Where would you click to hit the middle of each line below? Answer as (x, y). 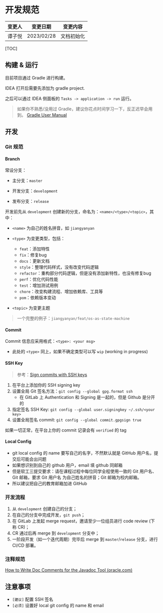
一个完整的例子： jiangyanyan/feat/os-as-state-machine (73, 318)
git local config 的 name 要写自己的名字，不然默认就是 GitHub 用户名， (83, 453)
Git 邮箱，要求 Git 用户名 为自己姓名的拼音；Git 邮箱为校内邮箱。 (77, 477)
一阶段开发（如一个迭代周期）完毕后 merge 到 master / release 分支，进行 (85, 539)
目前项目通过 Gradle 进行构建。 (36, 78)
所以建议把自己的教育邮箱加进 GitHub (50, 483)
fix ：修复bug (33, 255)
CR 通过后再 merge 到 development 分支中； (56, 533)
